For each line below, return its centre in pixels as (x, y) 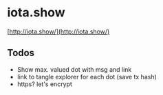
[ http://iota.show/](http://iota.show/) (58, 31)
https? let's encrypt (44, 84)
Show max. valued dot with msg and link (74, 69)
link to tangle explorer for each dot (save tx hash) (87, 77)
